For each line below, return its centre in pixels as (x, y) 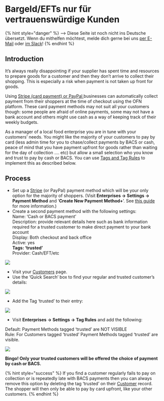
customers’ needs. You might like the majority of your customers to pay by (80, 137)
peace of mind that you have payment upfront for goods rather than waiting (81, 147)
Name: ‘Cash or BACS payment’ (44, 216)
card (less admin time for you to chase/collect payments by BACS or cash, (80, 142)
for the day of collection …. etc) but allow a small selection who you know (79, 152)
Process (18, 179)
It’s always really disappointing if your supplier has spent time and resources (82, 71)
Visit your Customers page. (40, 272)
